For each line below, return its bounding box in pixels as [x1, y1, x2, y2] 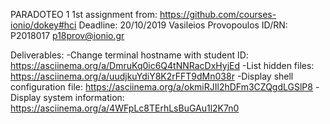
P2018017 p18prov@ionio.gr [10, 30, 125, 41]
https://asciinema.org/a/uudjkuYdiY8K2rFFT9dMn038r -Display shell [10, 70, 294, 82]
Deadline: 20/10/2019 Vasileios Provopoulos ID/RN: [78, 19, 288, 31]
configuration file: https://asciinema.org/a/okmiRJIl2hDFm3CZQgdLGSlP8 [10, 81, 313, 93]
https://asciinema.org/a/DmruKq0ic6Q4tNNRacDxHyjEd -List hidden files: [10, 60, 315, 71]
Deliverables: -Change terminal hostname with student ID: [10, 49, 249, 61]
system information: [43, 92, 125, 103]
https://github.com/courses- [159, 9, 277, 20]
